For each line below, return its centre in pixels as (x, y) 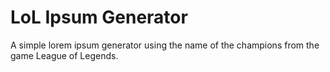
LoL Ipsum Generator (99, 17)
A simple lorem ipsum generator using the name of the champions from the (165, 45)
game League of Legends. (64, 55)
